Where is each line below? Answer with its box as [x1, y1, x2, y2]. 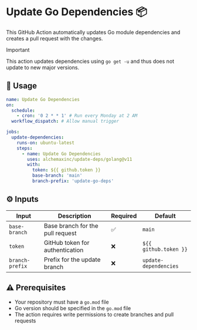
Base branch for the [43, 221, 98, 230]
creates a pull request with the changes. [6, 35, 103, 42]
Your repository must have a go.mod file [14, 298, 110, 305]
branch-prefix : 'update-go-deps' [32, 178, 114, 184]
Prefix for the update [43, 255, 101, 264]
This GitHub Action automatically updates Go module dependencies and [6, 28, 181, 36]
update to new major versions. [6, 63, 80, 71]
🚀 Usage [6, 81, 37, 91]
